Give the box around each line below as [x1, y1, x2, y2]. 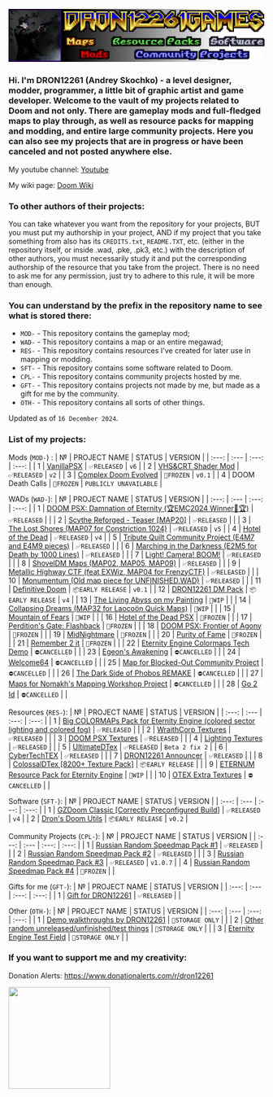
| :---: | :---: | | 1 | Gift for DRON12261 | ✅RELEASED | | [8, 890, 181, 900]
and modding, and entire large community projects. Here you [8, 125, 253, 137]
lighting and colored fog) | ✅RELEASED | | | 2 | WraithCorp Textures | [8, 724, 232, 734]
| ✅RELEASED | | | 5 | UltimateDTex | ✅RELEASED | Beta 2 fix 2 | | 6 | [8, 741, 228, 751]
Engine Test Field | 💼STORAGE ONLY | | [8, 932, 128, 942]
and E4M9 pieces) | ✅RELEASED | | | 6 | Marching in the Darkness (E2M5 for [8, 540, 258, 550]
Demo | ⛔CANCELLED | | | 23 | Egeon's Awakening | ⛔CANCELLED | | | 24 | [8, 646, 241, 656]
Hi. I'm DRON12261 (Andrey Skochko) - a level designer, [8, 75, 232, 86]
